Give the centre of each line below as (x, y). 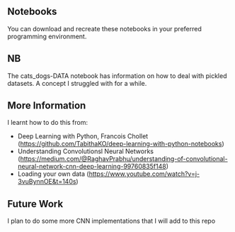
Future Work (35, 204)
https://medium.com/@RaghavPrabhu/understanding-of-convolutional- (124, 159)
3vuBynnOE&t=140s (47, 182)
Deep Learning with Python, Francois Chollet (83, 136)
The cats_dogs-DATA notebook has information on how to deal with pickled (117, 76)
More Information (47, 106)
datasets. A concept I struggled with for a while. (77, 83)
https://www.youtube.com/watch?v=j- (144, 174)
